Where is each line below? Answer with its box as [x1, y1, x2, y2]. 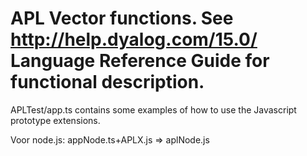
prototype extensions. [10, 114, 101, 126]
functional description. [10, 71, 205, 94]
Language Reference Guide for [10, 50, 270, 72]
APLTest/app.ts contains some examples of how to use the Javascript [10, 103, 297, 116]
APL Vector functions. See [10, 7, 234, 30]
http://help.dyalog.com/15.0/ [10, 28, 258, 51]
